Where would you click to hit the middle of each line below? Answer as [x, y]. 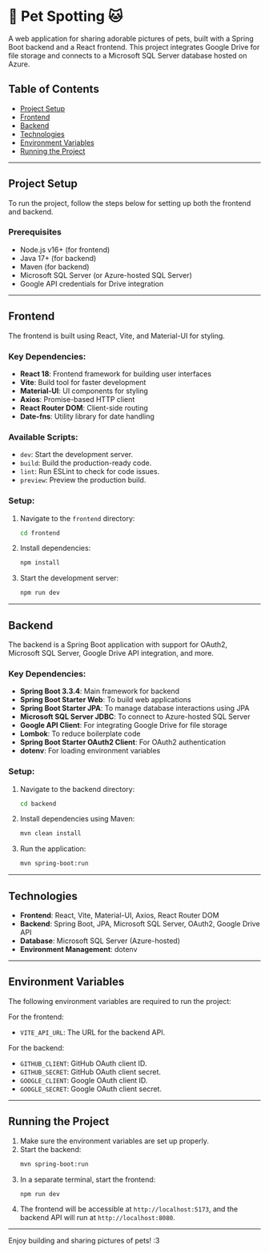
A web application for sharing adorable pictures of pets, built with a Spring [131, 38]
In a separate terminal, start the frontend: [88, 1179]
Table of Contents [54, 89]
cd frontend [40, 533]
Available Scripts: [43, 437]
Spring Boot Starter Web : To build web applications [105, 700]
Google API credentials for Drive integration [92, 283]
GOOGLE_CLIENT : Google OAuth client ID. [84, 1080]
